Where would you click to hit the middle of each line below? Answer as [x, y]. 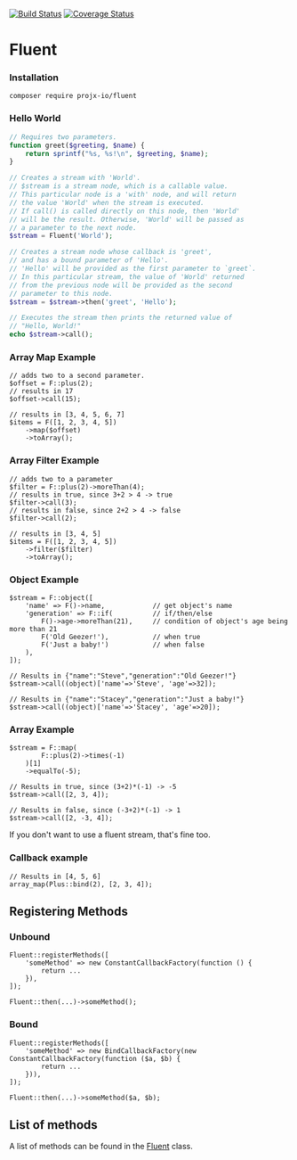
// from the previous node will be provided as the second [121, 285]
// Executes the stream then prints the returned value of [121, 318]
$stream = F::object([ [51, 597]
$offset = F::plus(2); [51, 383]
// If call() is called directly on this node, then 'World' [125, 211]
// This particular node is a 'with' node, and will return [123, 195]
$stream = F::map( [43, 748]
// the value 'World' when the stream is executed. [107, 202]
